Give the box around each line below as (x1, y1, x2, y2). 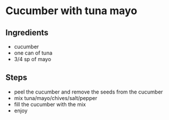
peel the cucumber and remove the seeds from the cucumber (13, 88, 163, 95)
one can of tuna (13, 49, 53, 56)
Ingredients (5, 28, 49, 38)
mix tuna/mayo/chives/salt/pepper (13, 94, 97, 101)
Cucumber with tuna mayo (5, 4, 137, 18)
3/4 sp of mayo (13, 56, 51, 62)
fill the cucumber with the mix (13, 101, 86, 108)
